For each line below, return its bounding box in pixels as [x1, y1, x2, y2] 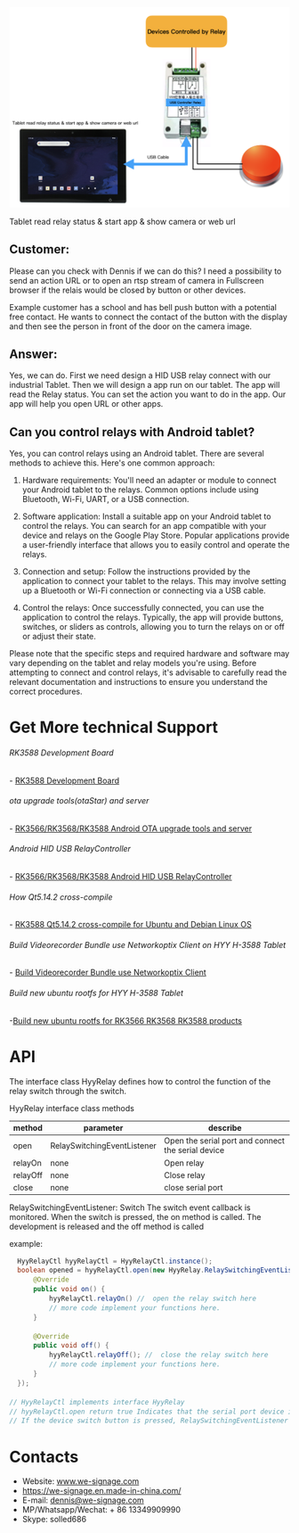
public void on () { [32, 1285, 105, 1294]
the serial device [164, 1145, 225, 1156]
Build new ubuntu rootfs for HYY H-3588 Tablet [9, 988, 184, 999]
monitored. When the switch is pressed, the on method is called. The [9, 1211, 262, 1222]
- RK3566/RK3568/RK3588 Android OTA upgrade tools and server [9, 823, 253, 834]
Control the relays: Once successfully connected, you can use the [21, 603, 264, 614]
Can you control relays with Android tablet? [9, 424, 255, 440]
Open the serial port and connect [164, 1135, 285, 1146]
